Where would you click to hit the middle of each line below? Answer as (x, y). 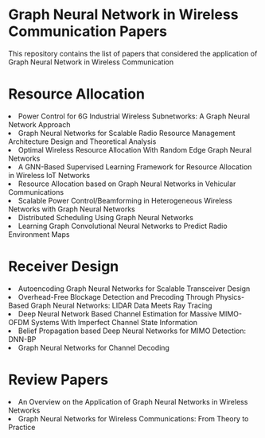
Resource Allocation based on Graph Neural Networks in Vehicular (127, 184)
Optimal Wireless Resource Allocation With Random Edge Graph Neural (135, 149)
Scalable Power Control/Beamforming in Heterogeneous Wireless (126, 200)
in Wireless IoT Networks (49, 175)
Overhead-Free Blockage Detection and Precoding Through (116, 297)
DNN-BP (22, 339)
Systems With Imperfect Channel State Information (114, 322)
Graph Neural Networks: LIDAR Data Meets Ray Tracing (121, 305)
